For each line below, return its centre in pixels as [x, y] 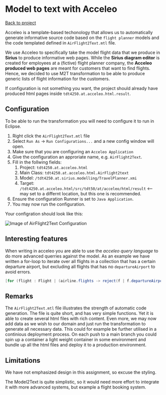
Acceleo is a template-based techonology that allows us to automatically [79, 32]
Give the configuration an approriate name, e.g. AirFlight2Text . [77, 157]
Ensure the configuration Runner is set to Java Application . [73, 199]
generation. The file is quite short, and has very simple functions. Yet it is [79, 313]
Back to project [21, 23]
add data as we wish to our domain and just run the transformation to [75, 324]
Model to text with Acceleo [61, 9]
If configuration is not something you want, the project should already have [82, 88]
